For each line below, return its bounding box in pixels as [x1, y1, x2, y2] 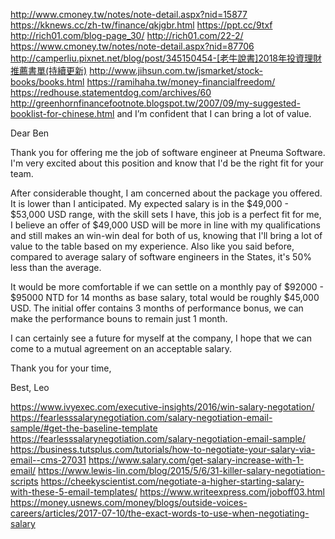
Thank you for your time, [10, 362, 112, 374]
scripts [10, 475, 39, 487]
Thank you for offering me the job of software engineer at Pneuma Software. [10, 147, 326, 158]
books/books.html [10, 76, 85, 88]
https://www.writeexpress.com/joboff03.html [139, 486, 325, 498]
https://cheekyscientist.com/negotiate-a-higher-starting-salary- [40, 475, 305, 487]
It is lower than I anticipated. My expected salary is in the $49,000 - [10, 198, 289, 209]
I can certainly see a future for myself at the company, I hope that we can [10, 332, 312, 344]
